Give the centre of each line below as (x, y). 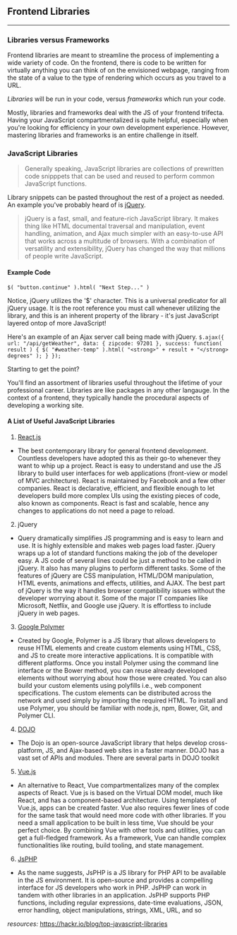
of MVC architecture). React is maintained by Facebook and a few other (121, 480)
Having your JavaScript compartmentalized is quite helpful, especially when (118, 120)
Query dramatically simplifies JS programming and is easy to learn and (120, 538)
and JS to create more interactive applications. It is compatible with (115, 655)
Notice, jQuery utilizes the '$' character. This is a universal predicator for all (117, 300)
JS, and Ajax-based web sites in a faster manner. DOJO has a (135, 750)
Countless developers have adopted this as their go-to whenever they (119, 458)
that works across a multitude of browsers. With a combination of (120, 241)
